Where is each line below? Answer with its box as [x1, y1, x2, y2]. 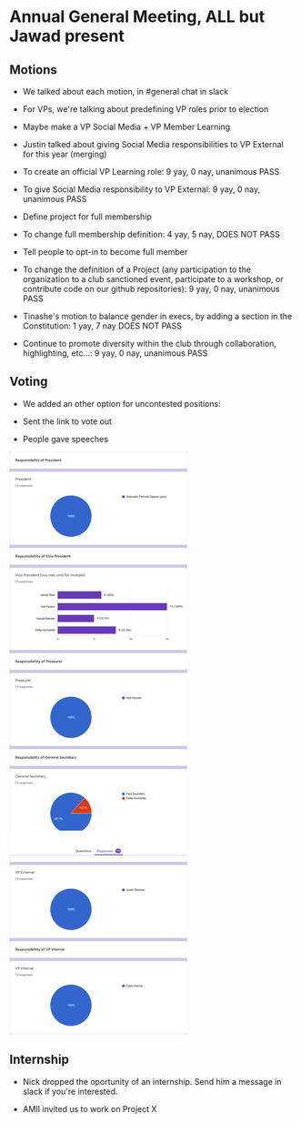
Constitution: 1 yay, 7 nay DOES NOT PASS [22, 320, 182, 331]
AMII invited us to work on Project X [22, 1103, 157, 1114]
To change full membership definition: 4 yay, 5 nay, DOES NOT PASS [22, 229, 280, 239]
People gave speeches [22, 433, 109, 444]
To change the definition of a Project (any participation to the [22, 264, 252, 275]
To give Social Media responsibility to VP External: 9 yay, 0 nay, [22, 184, 261, 195]
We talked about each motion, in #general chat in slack [22, 86, 229, 96]
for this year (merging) [22, 148, 107, 159]
